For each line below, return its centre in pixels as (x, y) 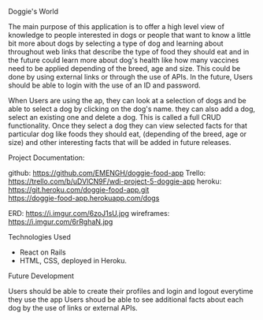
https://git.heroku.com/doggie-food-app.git (79, 190)
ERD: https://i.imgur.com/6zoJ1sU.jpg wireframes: (89, 213)
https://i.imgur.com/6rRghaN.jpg (61, 221)
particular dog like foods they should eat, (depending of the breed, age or (128, 134)
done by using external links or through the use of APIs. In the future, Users (131, 77)
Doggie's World (33, 11)
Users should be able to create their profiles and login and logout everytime (131, 291)
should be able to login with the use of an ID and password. (104, 85)
